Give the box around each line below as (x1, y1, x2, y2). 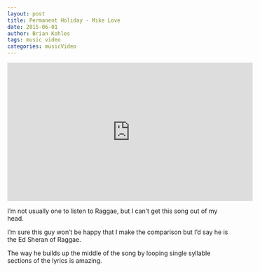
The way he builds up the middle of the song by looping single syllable (7, 249, 211, 257)
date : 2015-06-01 (7, 23, 58, 30)
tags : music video (7, 37, 61, 44)
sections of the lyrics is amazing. (7, 257, 103, 264)
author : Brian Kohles (7, 30, 71, 37)
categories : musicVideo (7, 43, 77, 50)
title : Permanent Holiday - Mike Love (7, 17, 121, 24)
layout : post (7, 10, 46, 18)
